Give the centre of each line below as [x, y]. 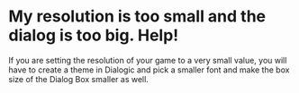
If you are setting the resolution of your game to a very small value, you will [148, 60]
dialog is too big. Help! [94, 35]
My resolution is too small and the [137, 17]
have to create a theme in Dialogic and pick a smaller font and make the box [149, 70]
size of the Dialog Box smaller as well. [79, 79]
